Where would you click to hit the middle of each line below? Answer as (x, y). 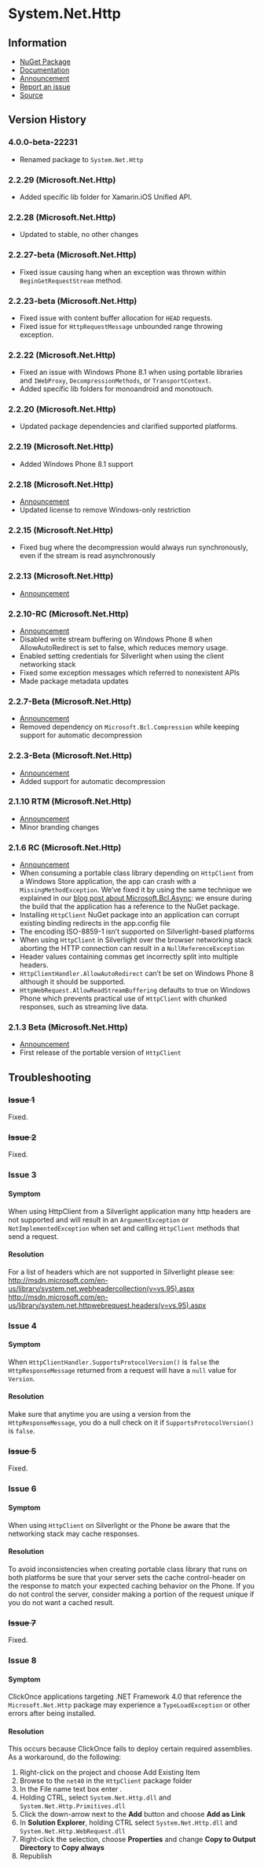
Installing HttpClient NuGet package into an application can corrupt (129, 915)
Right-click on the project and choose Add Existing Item (110, 1773)
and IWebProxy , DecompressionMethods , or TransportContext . (115, 381)
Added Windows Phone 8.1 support (76, 464)
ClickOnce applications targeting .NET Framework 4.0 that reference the (125, 1696)
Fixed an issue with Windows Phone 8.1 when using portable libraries (131, 372)
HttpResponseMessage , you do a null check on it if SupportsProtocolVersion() (131, 1422)
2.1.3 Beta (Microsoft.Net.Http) (68, 1027)
